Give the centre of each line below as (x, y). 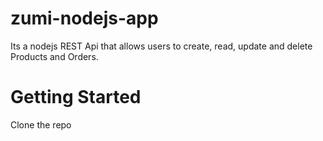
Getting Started (76, 97)
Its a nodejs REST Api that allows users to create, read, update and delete (161, 46)
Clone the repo (41, 124)
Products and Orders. (54, 56)
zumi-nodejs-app (84, 18)
